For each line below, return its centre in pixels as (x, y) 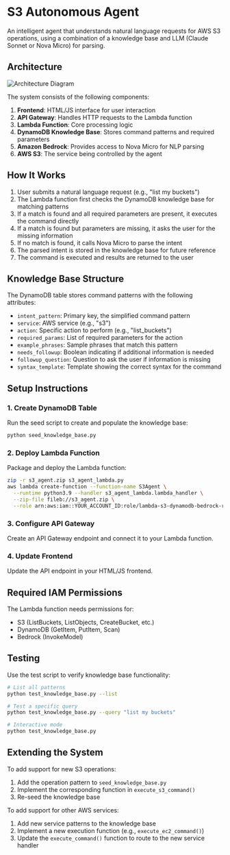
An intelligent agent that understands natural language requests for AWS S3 (114, 31)
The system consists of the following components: (78, 97)
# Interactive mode (35, 725)
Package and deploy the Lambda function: (67, 468)
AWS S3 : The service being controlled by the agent (89, 153)
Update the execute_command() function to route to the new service (111, 838)
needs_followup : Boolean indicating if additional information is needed (115, 352)
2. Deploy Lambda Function (54, 453)
